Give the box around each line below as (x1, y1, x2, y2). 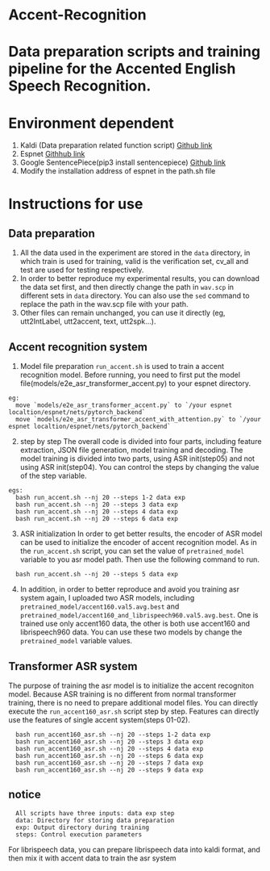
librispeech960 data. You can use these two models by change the (19, 627, 243, 637)
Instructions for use (8, 195, 143, 213)
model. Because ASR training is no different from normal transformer (8, 689, 236, 699)
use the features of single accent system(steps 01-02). (8, 714, 191, 724)
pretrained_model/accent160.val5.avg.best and (19, 601, 180, 611)
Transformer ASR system (8, 660, 139, 673)
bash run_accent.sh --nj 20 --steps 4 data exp (15, 508, 179, 516)
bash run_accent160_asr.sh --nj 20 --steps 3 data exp (15, 737, 204, 746)
